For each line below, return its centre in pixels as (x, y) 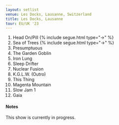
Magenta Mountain (32, 85)
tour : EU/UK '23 (22, 23)
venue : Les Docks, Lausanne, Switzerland (49, 14)
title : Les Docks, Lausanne (34, 19)
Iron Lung (22, 59)
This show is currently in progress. (41, 118)
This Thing (24, 80)
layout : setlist (22, 10)
